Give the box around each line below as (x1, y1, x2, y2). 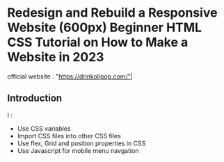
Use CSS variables (17, 124, 71, 133)
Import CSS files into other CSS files (17, 131, 122, 140)
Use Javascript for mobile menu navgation (17, 146, 139, 154)
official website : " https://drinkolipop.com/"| (7, 72, 134, 81)
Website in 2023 (7, 49, 104, 65)
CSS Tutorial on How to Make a (7, 35, 189, 50)
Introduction (7, 92, 63, 104)
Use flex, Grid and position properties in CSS (17, 139, 146, 147)
